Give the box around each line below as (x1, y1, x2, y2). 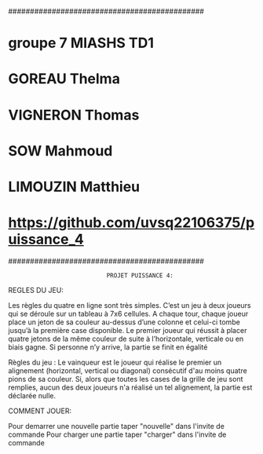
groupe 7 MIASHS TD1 (8, 35, 155, 52)
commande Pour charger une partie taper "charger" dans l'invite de (8, 430, 227, 439)
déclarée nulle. (8, 390, 57, 400)
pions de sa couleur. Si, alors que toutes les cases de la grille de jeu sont (8, 374, 243, 383)
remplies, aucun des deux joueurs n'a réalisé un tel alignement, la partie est (8, 383, 253, 392)
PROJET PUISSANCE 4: (106, 271, 174, 280)
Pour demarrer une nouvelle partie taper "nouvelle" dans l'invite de (8, 421, 225, 430)
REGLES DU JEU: (8, 285, 64, 295)
